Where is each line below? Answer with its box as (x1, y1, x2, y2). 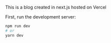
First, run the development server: (5, 14, 76, 19)
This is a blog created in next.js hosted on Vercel (5, 4, 107, 10)
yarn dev (5, 32, 24, 38)
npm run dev (5, 23, 30, 28)
